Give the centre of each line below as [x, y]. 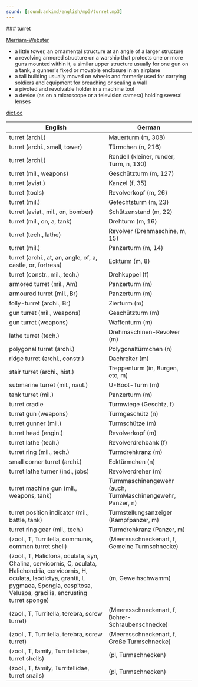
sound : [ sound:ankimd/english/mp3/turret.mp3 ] [64, 11]
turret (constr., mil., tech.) [44, 274]
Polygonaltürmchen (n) [141, 349]
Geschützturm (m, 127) [141, 173]
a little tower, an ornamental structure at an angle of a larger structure [99, 51]
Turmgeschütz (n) [134, 413]
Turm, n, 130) [128, 164]
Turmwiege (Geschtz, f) [142, 404]
